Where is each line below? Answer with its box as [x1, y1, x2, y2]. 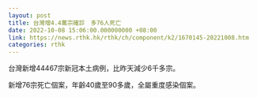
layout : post [8, 11, 51, 20]
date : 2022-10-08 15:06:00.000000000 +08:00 [8, 26, 157, 34]
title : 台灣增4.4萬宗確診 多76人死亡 [8, 19, 122, 27]
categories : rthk [8, 41, 66, 49]
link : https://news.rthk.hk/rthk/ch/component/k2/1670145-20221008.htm [8, 33, 249, 42]
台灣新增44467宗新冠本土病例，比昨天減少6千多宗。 [8, 64, 180, 73]
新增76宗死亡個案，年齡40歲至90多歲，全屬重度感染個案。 [8, 80, 200, 90]
